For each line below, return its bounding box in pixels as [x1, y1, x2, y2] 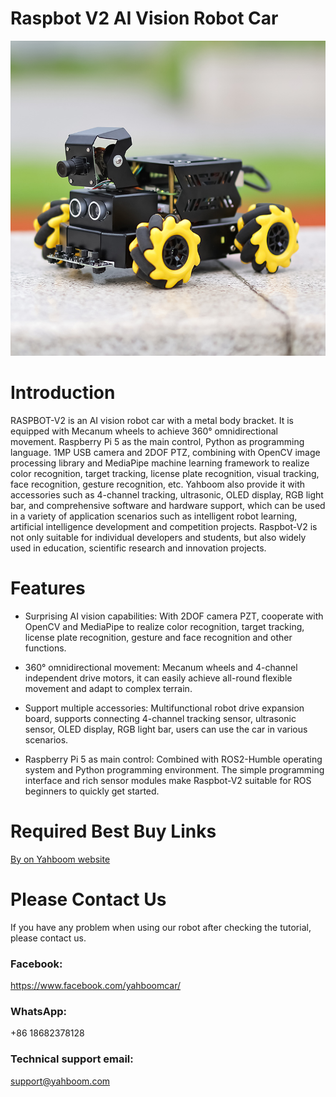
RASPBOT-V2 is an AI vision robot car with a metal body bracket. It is [10, 414, 294, 426]
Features [10, 577, 86, 600]
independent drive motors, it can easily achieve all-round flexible [24, 672, 293, 684]
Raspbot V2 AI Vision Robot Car [10, 7, 279, 30]
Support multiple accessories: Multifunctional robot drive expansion [24, 702, 305, 714]
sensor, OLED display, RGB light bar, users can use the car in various [24, 723, 308, 735]
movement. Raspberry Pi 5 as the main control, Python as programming [10, 435, 305, 447]
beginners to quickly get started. [24, 785, 160, 797]
